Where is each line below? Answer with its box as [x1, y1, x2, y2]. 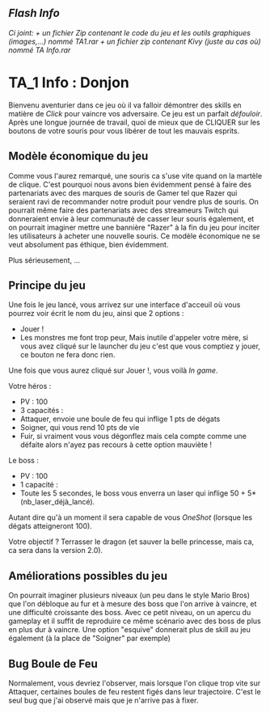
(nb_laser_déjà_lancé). [19, 497, 95, 507]
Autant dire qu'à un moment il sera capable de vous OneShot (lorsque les [8, 513, 253, 522]
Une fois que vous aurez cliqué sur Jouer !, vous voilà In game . [8, 365, 218, 375]
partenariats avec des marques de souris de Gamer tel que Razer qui [8, 188, 238, 197]
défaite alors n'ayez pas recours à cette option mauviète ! [19, 440, 213, 449]
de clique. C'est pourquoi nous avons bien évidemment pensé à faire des [8, 179, 252, 189]
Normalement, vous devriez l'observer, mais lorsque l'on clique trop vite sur [8, 678, 261, 688]
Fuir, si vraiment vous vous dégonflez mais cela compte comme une [19, 432, 247, 441]
